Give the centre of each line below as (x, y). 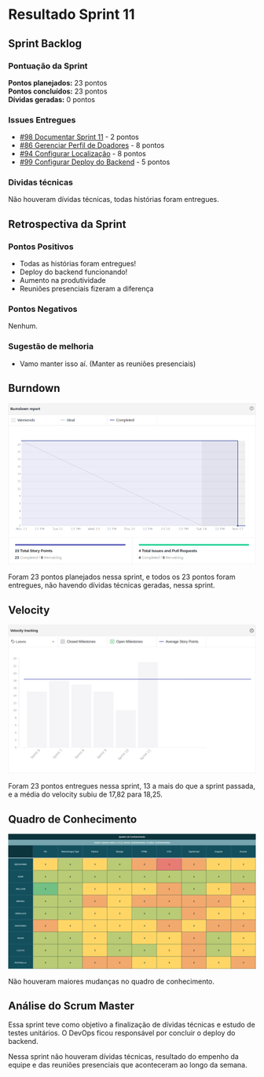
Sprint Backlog (45, 44)
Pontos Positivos (41, 247)
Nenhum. (23, 326)
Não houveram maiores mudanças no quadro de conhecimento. (111, 981)
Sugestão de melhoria (51, 346)
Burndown (34, 388)
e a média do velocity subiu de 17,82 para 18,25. (86, 794)
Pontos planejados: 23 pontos (58, 82)
